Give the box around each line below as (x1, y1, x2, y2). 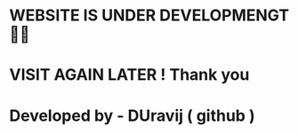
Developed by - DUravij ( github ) (9, 106, 255, 125)
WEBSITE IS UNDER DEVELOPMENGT (9, 5, 290, 26)
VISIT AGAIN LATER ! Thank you (9, 65, 250, 85)
